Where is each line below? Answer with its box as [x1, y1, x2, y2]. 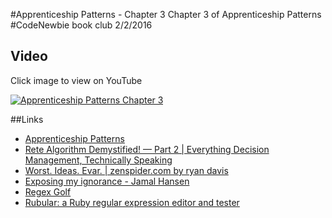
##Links [10, 113, 44, 125]
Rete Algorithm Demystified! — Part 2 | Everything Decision [24, 143, 270, 155]
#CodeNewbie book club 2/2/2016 [10, 19, 153, 31]
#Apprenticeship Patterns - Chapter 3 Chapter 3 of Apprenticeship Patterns [10, 9, 322, 20]
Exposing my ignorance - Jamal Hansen [24, 175, 190, 187]
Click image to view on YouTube [10, 74, 143, 86]
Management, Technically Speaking [24, 154, 173, 166]
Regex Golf [24, 185, 72, 198]
